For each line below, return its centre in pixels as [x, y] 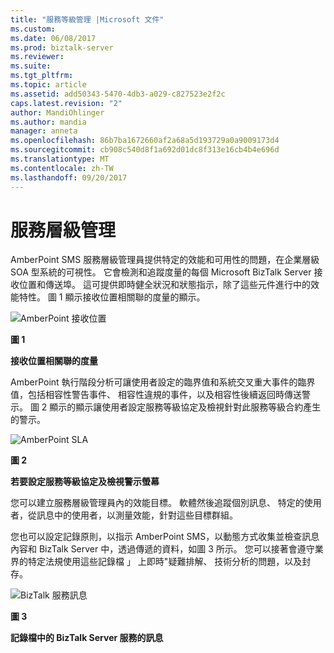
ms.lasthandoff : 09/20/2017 [69, 177]
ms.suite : [31, 66]
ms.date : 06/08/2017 [53, 38]
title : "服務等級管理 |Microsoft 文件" [87, 19]
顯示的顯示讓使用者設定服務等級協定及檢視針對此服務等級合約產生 [185, 407]
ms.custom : [33, 29]
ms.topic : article [48, 85]
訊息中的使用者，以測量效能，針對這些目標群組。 [137, 515]
